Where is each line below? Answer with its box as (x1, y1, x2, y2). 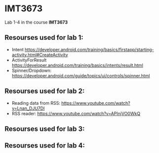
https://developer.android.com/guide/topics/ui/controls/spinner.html (11, 72, 150, 79)
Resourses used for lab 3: (4, 124, 85, 133)
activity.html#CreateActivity (11, 52, 68, 58)
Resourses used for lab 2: (4, 87, 85, 95)
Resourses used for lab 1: (4, 33, 84, 42)
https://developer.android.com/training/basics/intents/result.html (11, 62, 143, 68)
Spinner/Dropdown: (11, 67, 52, 73)
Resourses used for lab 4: (4, 141, 85, 150)
